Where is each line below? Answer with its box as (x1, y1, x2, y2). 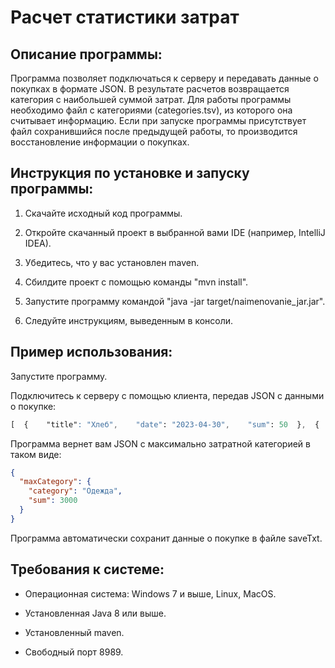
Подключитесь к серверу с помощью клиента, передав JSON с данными (10, 389, 325, 401)
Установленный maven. (24, 626, 125, 638)
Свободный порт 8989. (24, 646, 124, 658)
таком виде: (10, 448, 62, 460)
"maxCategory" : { (19, 477, 92, 487)
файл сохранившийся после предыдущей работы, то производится (10, 126, 298, 137)
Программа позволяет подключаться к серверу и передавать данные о (10, 72, 319, 84)
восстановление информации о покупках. (10, 136, 190, 148)
